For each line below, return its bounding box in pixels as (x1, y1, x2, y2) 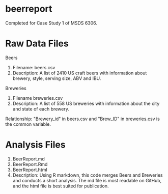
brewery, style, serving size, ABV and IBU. (12, 75, 101, 81)
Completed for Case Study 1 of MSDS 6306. (5, 20, 98, 26)
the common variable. (5, 121, 51, 127)
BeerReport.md (12, 156, 45, 162)
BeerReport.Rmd (12, 161, 48, 167)
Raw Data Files (5, 38, 69, 49)
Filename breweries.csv (12, 95, 63, 101)
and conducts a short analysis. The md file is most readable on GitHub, (12, 177, 162, 183)
